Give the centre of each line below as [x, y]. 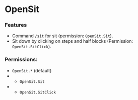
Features [16, 25]
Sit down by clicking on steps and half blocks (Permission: [73, 41]
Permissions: [21, 60]
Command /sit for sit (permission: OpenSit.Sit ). [62, 36]
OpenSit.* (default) [32, 70]
